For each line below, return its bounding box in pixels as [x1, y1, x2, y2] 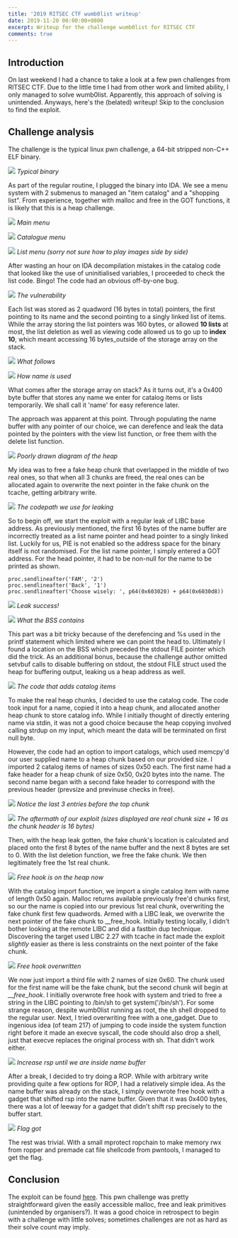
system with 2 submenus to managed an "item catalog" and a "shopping [8, 188, 220, 197]
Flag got [16, 1124, 42, 1133]
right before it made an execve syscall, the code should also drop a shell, [8, 1028, 222, 1037]
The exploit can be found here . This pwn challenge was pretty [8, 1193, 189, 1201]
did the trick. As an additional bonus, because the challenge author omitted [8, 652, 227, 661]
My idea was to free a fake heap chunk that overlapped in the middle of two [8, 465, 229, 474]
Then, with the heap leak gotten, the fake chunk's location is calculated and [8, 835, 229, 844]
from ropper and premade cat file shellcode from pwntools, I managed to [8, 1145, 221, 1154]
